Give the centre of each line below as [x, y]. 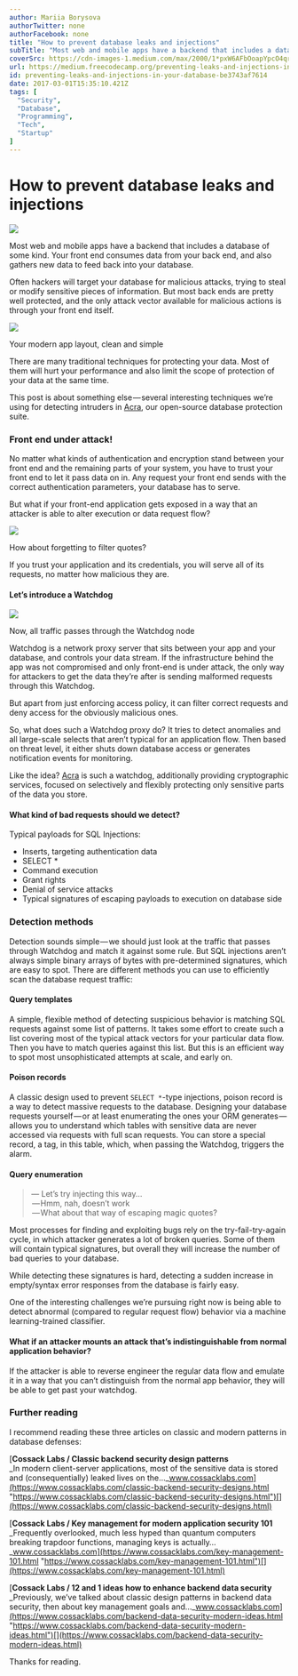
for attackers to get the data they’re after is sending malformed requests [141, 677]
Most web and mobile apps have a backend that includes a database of [140, 245]
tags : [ [24, 92]
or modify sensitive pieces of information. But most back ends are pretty [141, 291]
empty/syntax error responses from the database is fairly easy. [124, 1285]
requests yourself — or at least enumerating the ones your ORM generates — [148, 1116]
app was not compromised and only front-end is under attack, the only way [147, 667]
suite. [19, 416]
